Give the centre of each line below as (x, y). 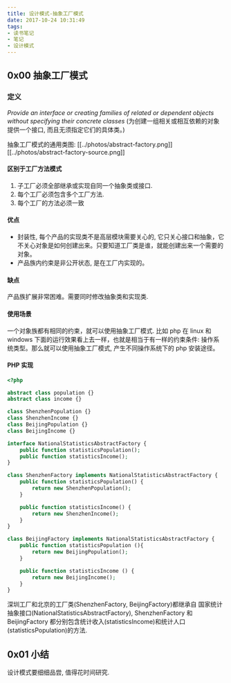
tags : (15, 26)
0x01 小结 (28, 654)
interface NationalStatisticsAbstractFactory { (77, 443)
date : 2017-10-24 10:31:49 (46, 20)
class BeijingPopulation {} (48, 425)
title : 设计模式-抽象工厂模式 (46, 14)
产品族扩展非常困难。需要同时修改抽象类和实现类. (78, 297)
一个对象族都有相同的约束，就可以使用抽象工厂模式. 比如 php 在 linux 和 (110, 331)
